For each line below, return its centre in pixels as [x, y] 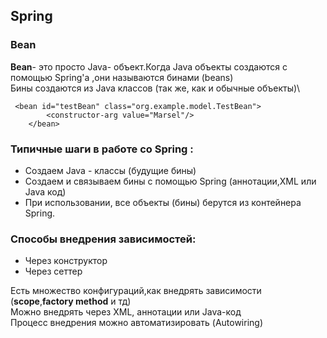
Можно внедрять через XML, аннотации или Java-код [126, 312]
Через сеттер [53, 271]
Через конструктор [66, 261]
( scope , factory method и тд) [71, 301]
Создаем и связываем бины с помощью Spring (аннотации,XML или [170, 181]
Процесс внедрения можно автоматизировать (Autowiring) [137, 323]
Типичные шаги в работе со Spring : [102, 149]
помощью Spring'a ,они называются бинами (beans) [122, 77]
